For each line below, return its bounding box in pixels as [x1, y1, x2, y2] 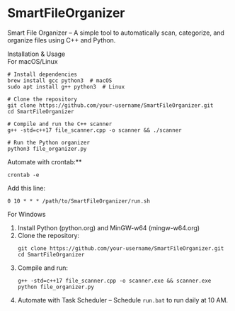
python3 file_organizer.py [7, 145, 87, 152]
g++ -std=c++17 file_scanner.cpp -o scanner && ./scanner [7, 126, 182, 134]
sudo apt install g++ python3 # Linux [7, 83, 125, 90]
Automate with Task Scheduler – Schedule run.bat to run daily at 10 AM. [17, 295, 229, 304]
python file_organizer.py [17, 283, 94, 290]
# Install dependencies [7, 71, 78, 78]
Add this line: [7, 183, 46, 192]
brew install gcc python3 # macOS [7, 77, 113, 84]
